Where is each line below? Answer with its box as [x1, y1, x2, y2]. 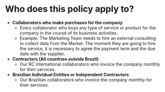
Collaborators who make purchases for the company [12, 20, 123, 25]
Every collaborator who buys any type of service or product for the [19, 24, 156, 30]
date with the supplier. [19, 50, 65, 57]
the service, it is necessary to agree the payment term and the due [19, 46, 156, 51]
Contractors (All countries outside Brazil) [12, 56, 99, 62]
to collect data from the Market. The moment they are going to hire [19, 40, 156, 46]
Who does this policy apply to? [5, 3, 134, 15]
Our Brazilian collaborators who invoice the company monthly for [19, 77, 152, 83]
